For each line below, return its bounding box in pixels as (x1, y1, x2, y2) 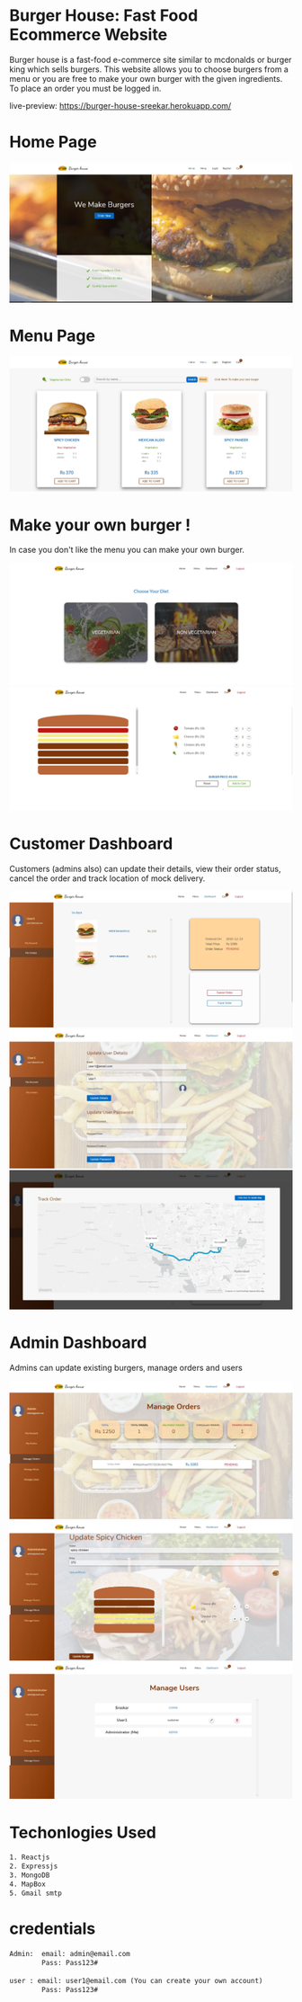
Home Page (9, 132, 97, 153)
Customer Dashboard (9, 833, 173, 854)
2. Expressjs (9, 1862, 58, 1871)
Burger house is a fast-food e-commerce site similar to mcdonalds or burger (9, 54, 292, 65)
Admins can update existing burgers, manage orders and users (9, 1362, 243, 1373)
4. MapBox (9, 1880, 47, 1889)
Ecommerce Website (9, 24, 168, 45)
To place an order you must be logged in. (9, 83, 162, 93)
